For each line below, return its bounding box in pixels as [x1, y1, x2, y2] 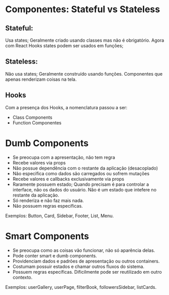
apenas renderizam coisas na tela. [5, 76, 77, 82]
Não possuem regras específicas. [12, 203, 83, 209]
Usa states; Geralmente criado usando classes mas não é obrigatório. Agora [5, 37, 164, 43]
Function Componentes [12, 119, 62, 125]
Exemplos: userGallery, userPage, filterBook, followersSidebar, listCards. [5, 284, 157, 290]
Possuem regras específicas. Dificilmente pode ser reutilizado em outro [12, 269, 162, 275]
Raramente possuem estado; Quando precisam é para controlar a [12, 181, 149, 187]
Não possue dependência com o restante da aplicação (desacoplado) [12, 165, 158, 171]
